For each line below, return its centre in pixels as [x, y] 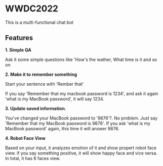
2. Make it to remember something [41, 74]
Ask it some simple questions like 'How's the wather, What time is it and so [81, 59]
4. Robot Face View [25, 138]
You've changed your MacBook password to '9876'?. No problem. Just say [81, 118]
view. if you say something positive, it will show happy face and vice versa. [81, 153]
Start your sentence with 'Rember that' [44, 84]
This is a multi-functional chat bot [39, 22]
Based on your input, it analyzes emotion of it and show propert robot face [81, 148]
